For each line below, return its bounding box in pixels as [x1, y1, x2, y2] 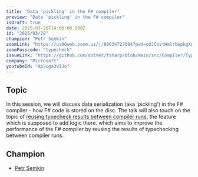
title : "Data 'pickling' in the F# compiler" [6, 8, 120, 15]
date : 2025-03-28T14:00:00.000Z [6, 25, 85, 31]
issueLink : [6, 52, 33, 58]
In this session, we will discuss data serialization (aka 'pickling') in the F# [6, 101, 184, 108]
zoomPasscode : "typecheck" [6, 47, 72, 53]
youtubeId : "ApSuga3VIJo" [6, 63, 70, 69]
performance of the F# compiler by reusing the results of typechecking [6, 126, 179, 133]
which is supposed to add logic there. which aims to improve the [6, 119, 163, 126]
